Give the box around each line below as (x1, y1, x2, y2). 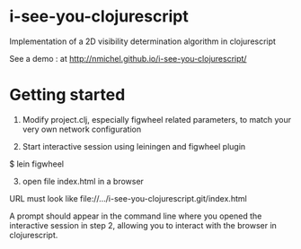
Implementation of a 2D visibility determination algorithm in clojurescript (9, 36, 277, 47)
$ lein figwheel (9, 159, 65, 169)
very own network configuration (22, 124, 142, 134)
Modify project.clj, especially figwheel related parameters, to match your (22, 114, 292, 124)
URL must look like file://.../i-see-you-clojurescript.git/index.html (9, 193, 247, 203)
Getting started (9, 85, 126, 105)
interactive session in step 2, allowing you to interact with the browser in (9, 219, 277, 230)
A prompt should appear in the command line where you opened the (9, 210, 262, 221)
